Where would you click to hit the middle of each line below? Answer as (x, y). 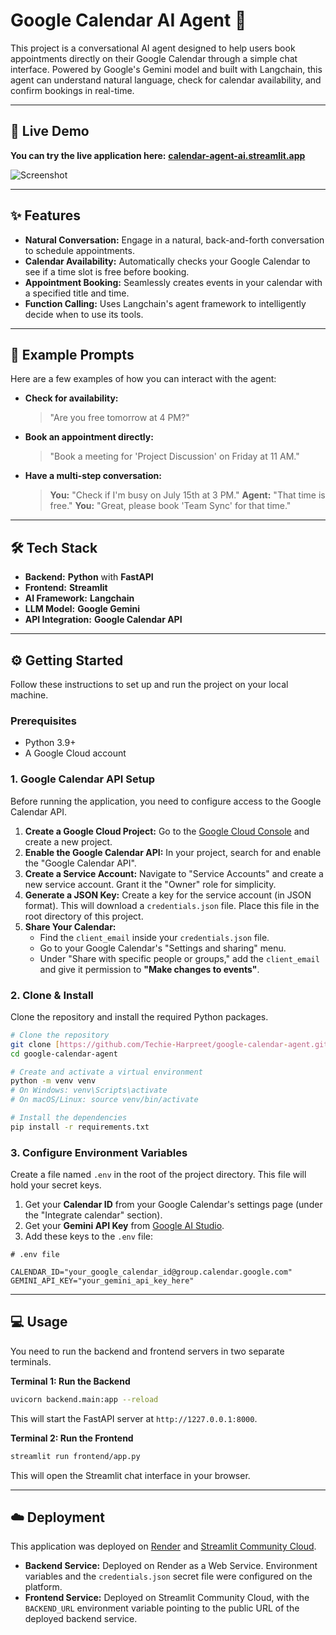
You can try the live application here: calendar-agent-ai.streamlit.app (158, 155)
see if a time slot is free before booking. (107, 271)
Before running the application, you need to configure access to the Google (166, 801)
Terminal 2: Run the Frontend (72, 1438)
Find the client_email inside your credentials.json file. (154, 937)
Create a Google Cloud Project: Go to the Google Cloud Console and (167, 831)
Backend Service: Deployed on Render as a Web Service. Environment (171, 1566)
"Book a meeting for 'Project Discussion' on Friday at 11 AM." (174, 456)
